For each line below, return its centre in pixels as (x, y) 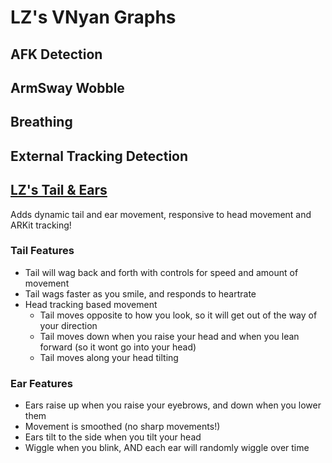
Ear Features (41, 383)
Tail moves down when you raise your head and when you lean (169, 336)
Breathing (41, 122)
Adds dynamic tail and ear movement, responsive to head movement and (161, 214)
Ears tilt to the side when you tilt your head (113, 437)
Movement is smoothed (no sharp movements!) (122, 427)
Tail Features (42, 251)
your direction (68, 325)
